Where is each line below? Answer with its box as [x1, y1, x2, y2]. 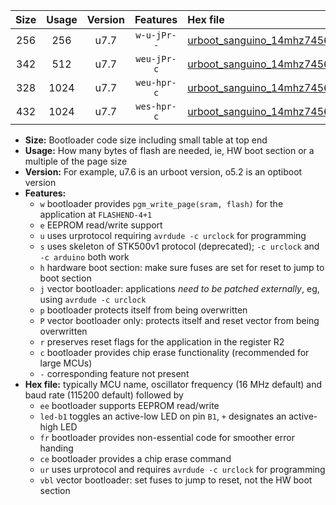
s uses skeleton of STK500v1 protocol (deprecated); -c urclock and [39, 240, 320, 252]
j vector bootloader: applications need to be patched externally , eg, [39, 283, 320, 294]
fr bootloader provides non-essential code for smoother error [39, 432, 295, 443]
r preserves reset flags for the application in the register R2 [39, 336, 285, 348]
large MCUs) [39, 357, 93, 369]
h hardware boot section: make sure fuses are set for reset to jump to [39, 262, 325, 273]
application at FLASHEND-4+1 [39, 209, 153, 220]
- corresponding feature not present [39, 368, 190, 379]
